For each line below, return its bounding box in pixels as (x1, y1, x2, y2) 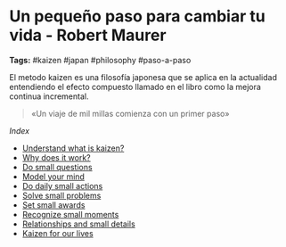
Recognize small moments (21, 209, 119, 219)
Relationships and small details (21, 218, 135, 229)
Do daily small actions (21, 180, 103, 191)
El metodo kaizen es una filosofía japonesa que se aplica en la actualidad (9, 71, 278, 82)
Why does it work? (21, 152, 91, 162)
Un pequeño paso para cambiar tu (9, 6, 266, 27)
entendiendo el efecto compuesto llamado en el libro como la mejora (9, 81, 261, 92)
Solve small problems (21, 190, 102, 201)
